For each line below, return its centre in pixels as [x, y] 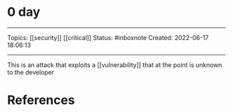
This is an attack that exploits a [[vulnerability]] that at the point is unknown [115, 65]
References [41, 100]
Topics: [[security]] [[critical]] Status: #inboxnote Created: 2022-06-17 [108, 37]
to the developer [31, 72]
